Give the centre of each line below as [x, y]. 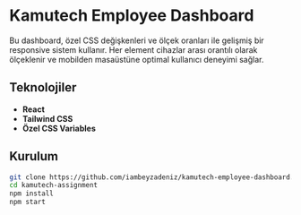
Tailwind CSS [47, 118]
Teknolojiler [43, 87]
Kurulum [34, 156]
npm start [28, 202]
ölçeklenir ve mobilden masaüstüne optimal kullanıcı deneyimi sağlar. [137, 59]
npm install [31, 193]
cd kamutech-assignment [54, 185]
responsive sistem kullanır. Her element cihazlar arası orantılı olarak [133, 49]
